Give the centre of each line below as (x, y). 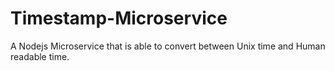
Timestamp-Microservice (119, 18)
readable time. (40, 56)
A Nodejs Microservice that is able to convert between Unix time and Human (168, 46)
